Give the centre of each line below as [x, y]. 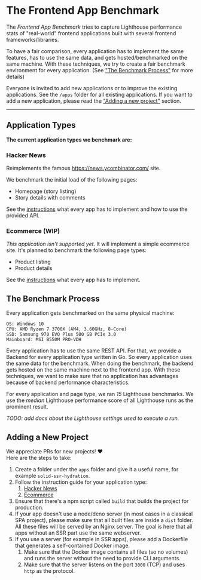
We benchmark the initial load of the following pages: [72, 180]
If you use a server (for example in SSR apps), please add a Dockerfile [101, 539]
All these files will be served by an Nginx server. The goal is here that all [103, 526]
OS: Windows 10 [25, 324]
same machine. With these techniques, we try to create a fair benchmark [96, 64]
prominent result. [27, 407]
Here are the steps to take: [39, 458]
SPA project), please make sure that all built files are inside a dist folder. [104, 520]
